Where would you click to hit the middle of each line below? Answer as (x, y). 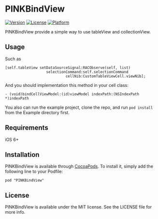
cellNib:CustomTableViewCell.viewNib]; (106, 76)
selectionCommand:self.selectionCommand (87, 72)
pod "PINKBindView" (25, 181)
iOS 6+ (12, 139)
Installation (22, 155)
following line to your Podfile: (34, 171)
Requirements (27, 128)
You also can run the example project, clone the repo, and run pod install (79, 107)
